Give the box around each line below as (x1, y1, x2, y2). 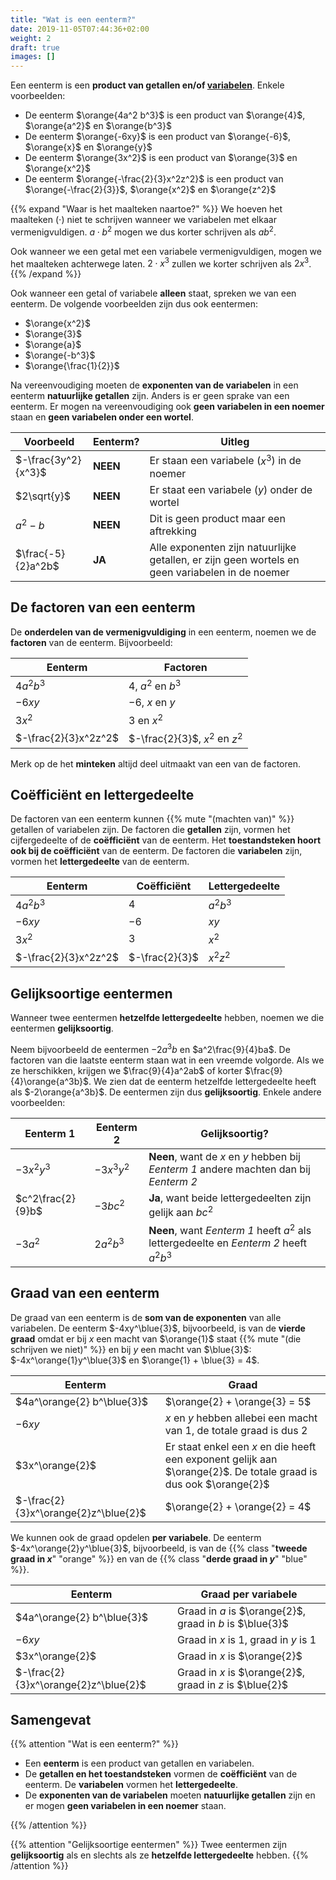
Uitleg (220, 435, 250, 449)
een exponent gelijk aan (164, 1452, 278, 1466)
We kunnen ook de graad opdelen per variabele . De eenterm (10, 1531, 262, 1543)
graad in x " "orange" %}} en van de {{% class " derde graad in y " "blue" (10, 1552, 308, 1565)
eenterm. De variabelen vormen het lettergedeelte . (24, 1779, 238, 1791)
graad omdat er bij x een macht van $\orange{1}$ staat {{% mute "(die (10, 1332, 302, 1345)
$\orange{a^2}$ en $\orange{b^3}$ (24, 120, 172, 132)
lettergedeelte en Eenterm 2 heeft (148, 1236, 307, 1250)
